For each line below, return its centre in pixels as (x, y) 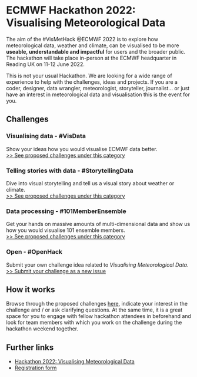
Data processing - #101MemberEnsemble (66, 211)
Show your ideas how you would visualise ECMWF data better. (82, 149)
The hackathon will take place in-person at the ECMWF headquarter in (91, 58)
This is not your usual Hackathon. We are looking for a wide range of (89, 76)
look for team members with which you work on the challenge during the (94, 323)
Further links (30, 347)
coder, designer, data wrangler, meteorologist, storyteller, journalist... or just (98, 88)
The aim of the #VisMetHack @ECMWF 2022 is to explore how (82, 39)
